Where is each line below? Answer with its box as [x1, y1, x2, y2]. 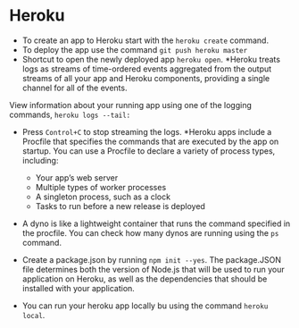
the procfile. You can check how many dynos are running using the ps [21, 227, 279, 238]
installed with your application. [21, 282, 136, 293]
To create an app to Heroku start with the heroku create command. [21, 35, 270, 46]
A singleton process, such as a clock [35, 191, 171, 202]
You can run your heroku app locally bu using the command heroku [21, 300, 269, 311]
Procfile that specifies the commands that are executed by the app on [21, 136, 279, 147]
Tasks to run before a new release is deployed [35, 200, 205, 211]
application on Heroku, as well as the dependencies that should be [21, 273, 268, 284]
